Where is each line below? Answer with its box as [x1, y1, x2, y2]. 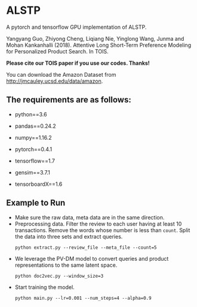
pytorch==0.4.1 [14, 145, 53, 153]
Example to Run [6, 198, 66, 208]
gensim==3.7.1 [14, 168, 51, 176]
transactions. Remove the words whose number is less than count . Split [14, 226, 190, 234]
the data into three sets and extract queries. [14, 233, 123, 240]
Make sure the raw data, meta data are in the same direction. [14, 213, 165, 221]
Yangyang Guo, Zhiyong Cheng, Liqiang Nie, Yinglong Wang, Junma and [6, 35, 184, 42]
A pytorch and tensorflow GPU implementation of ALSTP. [6, 23, 147, 31]
